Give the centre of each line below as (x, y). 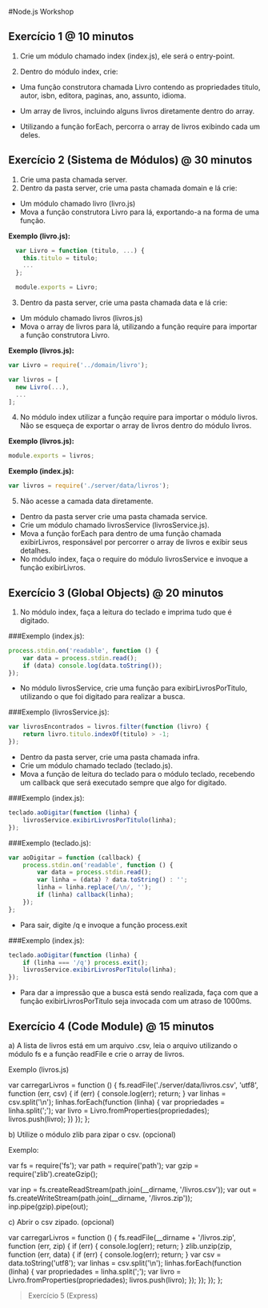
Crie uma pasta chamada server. (74, 179)
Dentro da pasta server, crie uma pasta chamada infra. (110, 757)
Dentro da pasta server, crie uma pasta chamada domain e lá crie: (128, 188)
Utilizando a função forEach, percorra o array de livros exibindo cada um (140, 126)
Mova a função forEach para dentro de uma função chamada (120, 534)
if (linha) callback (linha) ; (86, 895)
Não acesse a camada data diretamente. (86, 501)
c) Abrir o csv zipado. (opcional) (61, 1222)
